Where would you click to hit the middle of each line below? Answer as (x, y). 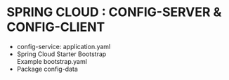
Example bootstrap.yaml (52, 61)
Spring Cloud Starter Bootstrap (61, 54)
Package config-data (47, 69)
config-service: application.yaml (64, 46)
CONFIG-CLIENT (56, 27)
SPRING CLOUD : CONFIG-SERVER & (114, 12)
